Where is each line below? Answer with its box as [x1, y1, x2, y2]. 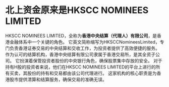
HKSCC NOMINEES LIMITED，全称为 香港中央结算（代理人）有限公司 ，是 [5, 32, 157, 38]
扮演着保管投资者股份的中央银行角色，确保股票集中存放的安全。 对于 [19, 57, 162, 63]
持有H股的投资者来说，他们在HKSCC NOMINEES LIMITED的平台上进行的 [5, 63, 156, 70]
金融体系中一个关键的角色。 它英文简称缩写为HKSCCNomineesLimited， [9, 38, 160, 45]
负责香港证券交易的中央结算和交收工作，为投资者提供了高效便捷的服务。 [9, 45, 160, 51]
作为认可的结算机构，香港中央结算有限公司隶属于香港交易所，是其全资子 [5, 51, 155, 57]
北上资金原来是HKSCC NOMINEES [5, 4, 149, 16]
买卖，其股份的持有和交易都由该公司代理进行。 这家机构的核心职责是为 [9, 70, 157, 76]
